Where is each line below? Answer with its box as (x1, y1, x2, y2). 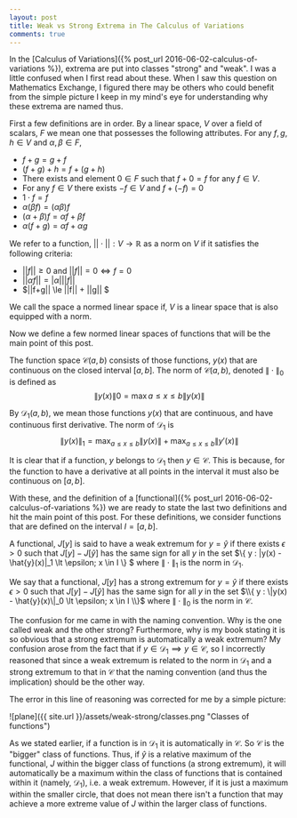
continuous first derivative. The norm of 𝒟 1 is (9, 419, 174, 432)
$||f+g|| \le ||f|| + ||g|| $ (21, 285, 109, 295)
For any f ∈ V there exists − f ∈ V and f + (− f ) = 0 (21, 183, 205, 194)
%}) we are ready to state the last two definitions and (92, 502, 287, 513)
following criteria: (9, 248, 73, 259)
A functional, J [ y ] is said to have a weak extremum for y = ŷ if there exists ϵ (9, 539, 286, 549)
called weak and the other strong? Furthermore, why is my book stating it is (9, 624, 286, 635)
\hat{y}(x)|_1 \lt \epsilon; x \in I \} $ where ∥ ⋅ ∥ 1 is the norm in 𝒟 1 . (9, 557, 245, 570)
